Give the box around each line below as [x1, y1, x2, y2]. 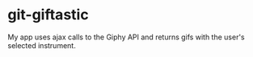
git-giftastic [7, 6, 90, 24]
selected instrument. [7, 40, 76, 50]
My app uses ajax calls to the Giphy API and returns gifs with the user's [7, 32, 245, 42]
